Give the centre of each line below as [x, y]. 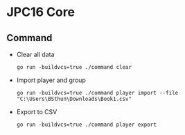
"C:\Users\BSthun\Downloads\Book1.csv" [74, 99]
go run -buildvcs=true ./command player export [86, 125]
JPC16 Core [41, 12]
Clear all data [35, 54]
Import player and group [51, 80]
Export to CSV [37, 112]
